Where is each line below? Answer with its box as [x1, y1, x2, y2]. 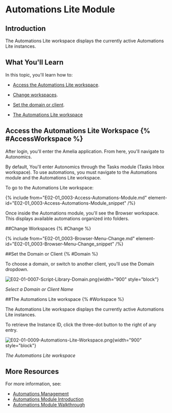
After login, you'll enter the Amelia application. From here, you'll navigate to [5, 148, 164, 154]
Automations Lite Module [5, 4, 116, 15]
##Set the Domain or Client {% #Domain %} [5, 250, 99, 257]
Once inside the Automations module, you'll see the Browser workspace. [5, 210, 159, 216]
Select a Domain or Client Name [5, 286, 73, 292]
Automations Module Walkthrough [12, 402, 85, 408]
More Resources [5, 367, 59, 376]
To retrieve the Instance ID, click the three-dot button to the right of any [5, 321, 157, 328]
